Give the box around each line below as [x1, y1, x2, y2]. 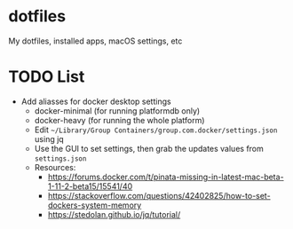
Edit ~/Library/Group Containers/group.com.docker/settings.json [34, 124, 278, 135]
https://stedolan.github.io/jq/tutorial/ [47, 209, 181, 219]
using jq [34, 133, 64, 144]
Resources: [34, 162, 76, 172]
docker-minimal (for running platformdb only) [34, 105, 201, 116]
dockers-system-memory [47, 200, 142, 210]
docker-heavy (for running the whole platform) [34, 114, 205, 125]
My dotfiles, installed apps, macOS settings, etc [8, 36, 183, 46]
